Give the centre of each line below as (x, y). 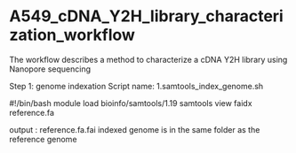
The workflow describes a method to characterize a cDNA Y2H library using (148, 59)
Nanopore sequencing (50, 69)
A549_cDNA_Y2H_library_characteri (147, 16)
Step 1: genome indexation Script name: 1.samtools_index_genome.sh (136, 86)
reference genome (43, 139)
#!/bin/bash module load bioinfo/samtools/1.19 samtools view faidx (131, 103)
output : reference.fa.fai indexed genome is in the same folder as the (135, 129)
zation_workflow (72, 35)
